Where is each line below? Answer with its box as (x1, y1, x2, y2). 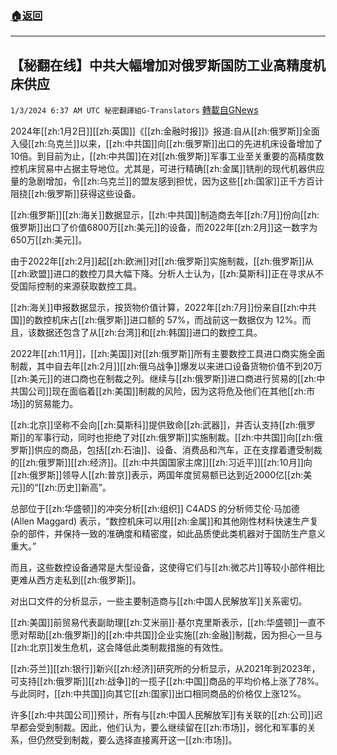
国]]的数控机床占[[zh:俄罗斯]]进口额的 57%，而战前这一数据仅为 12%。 (10, 314, 303, 326)
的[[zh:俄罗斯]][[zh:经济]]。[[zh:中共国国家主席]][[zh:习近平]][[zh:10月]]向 (10, 457, 313, 469)
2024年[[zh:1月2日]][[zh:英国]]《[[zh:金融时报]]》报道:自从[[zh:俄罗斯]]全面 (10, 125, 320, 137)
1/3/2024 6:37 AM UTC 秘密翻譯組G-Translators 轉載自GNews (10, 104, 259, 116)
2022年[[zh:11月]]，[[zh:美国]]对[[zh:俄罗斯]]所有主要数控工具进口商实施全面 (10, 348, 326, 360)
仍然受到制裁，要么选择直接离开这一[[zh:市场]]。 (36, 734, 238, 746)
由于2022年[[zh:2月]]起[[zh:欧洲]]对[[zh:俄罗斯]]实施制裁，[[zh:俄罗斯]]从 (10, 255, 314, 267)
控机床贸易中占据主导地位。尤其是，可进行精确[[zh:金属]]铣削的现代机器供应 (10, 163, 325, 175)
